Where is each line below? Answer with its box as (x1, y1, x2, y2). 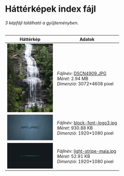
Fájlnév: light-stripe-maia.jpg (57, 148, 117, 154)
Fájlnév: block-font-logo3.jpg (57, 120, 118, 126)
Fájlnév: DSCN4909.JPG (57, 70, 107, 76)
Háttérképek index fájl (5, 3, 96, 15)
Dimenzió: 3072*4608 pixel (57, 80, 114, 86)
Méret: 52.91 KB (57, 153, 90, 159)
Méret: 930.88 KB (57, 125, 93, 131)
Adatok (79, 36, 95, 42)
